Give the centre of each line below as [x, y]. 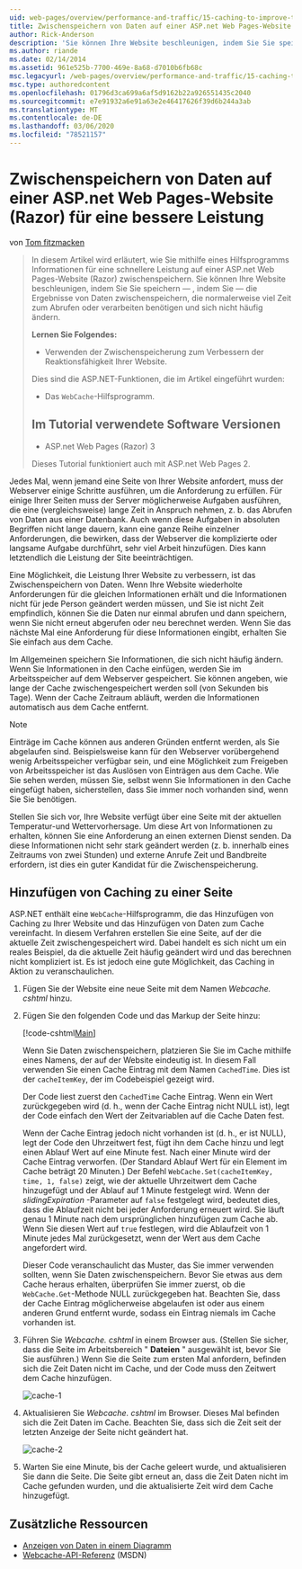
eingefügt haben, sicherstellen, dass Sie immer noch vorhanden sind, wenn [149, 789]
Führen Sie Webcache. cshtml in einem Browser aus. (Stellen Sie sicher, [155, 1340]
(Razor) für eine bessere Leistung [137, 218]
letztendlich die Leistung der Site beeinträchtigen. [102, 557]
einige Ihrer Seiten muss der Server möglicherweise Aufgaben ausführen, [145, 500]
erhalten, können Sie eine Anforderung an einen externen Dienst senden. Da [151, 835]
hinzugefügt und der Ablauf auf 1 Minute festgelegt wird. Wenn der [146, 1190]
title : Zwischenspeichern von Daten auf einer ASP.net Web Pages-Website [151, 26]
